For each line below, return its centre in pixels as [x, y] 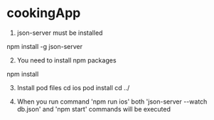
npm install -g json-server [45, 46]
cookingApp [44, 13]
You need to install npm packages [66, 60]
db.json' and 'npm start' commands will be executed [94, 109]
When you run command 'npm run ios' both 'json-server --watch [112, 102]
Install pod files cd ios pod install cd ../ [73, 87]
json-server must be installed [60, 33]
